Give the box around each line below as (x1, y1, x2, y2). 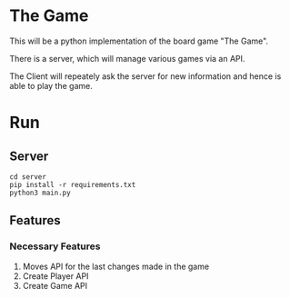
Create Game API (22, 280, 88, 291)
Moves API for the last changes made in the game (22, 261, 210, 272)
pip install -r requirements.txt (9, 180, 136, 189)
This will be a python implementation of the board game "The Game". (9, 35, 269, 46)
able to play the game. (9, 80, 93, 91)
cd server (9, 172, 47, 182)
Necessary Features (9, 240, 101, 253)
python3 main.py (9, 188, 71, 197)
